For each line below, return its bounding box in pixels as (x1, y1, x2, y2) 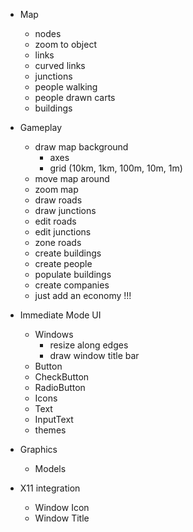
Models (34, 463, 67, 474)
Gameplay (19, 122, 63, 133)
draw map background (34, 141, 129, 153)
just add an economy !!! (34, 290, 132, 301)
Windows (34, 329, 74, 340)
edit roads (34, 215, 77, 227)
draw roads (34, 194, 83, 206)
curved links (34, 60, 86, 71)
